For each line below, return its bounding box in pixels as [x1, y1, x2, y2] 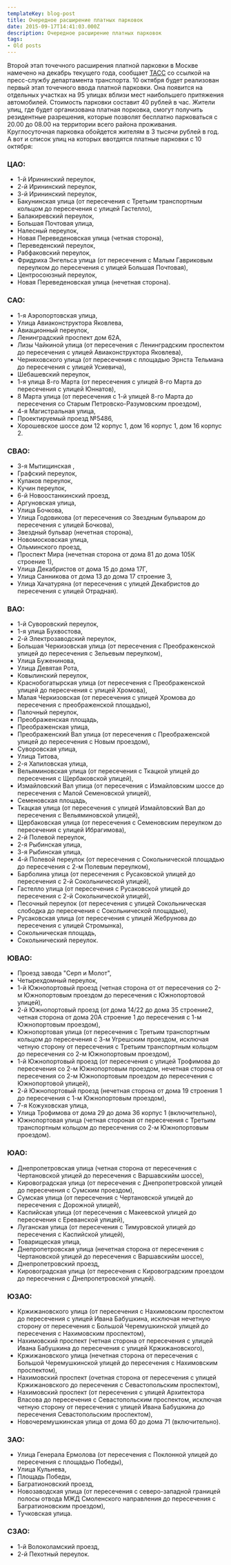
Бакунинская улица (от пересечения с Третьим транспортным [17, 197, 203, 206]
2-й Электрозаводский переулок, [17, 635, 117, 643]
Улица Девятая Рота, [17, 664, 79, 672]
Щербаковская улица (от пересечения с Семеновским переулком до [17, 818, 222, 827]
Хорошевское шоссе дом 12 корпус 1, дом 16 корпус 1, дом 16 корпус [17, 422, 222, 430]
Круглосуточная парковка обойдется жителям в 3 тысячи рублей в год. [7, 127, 219, 136]
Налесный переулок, [17, 226, 79, 235]
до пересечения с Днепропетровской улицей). [17, 1274, 157, 1283]
